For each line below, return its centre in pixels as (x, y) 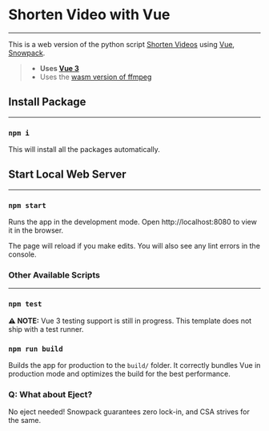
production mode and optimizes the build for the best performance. (119, 374)
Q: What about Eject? (50, 394)
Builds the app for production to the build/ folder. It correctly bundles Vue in (134, 365)
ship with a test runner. (46, 329)
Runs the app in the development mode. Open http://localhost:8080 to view (133, 222)
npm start (27, 205)
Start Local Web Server (67, 175)
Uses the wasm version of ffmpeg (96, 77)
